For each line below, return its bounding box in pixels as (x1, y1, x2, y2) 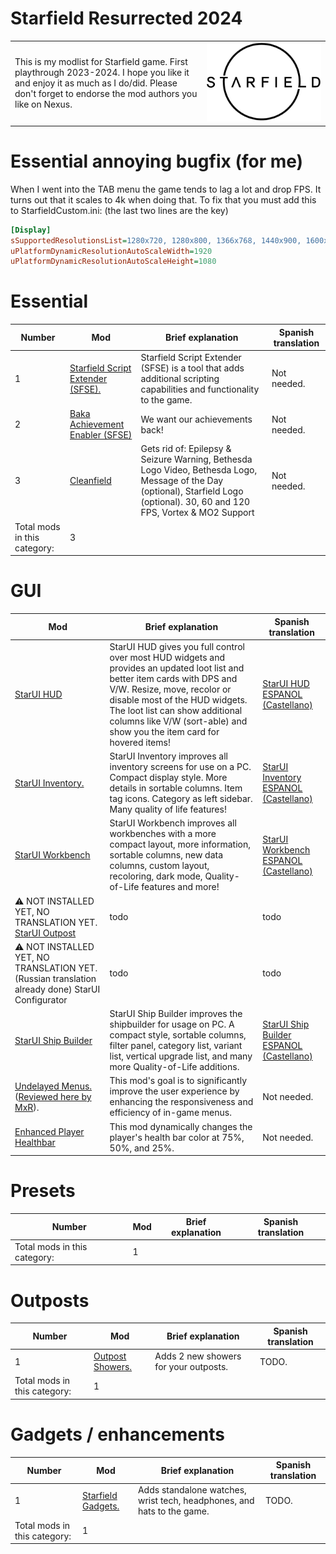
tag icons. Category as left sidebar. (109, 793, 253, 805)
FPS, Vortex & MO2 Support (140, 507, 255, 519)
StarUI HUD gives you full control (109, 640, 245, 652)
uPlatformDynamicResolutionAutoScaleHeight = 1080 (10, 257, 217, 267)
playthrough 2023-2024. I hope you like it (14, 67, 190, 78)
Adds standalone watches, (137, 1484, 247, 1496)
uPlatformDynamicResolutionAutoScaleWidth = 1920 (10, 246, 213, 256)
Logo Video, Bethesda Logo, (140, 464, 258, 476)
